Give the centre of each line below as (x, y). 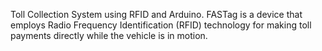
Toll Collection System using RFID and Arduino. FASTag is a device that (156, 14)
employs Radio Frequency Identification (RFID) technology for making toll (161, 25)
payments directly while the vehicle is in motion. (109, 35)
